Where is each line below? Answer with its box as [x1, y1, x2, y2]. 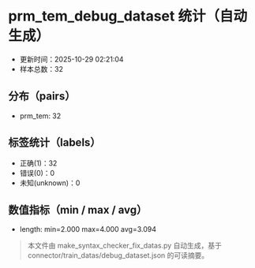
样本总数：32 [19, 64, 63, 73]
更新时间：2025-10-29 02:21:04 [19, 54, 124, 64]
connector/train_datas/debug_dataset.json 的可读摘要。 [27, 251, 209, 260]
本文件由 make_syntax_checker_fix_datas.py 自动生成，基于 [27, 241, 223, 251]
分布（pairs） [8, 90, 76, 103]
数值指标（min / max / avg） [8, 203, 148, 217]
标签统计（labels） [8, 136, 101, 150]
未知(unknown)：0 [19, 178, 81, 188]
